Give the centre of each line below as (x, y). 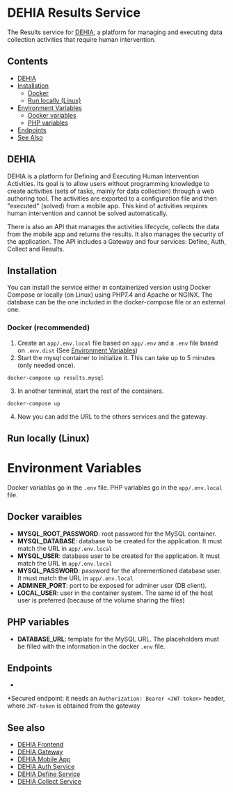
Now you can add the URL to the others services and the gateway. (112, 417)
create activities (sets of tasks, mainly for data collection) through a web (111, 191)
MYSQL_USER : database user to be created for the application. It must (119, 556)
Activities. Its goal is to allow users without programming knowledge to (109, 183)
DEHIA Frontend (40, 745)
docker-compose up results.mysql (56, 378)
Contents (28, 62)
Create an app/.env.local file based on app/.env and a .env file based (118, 343)
